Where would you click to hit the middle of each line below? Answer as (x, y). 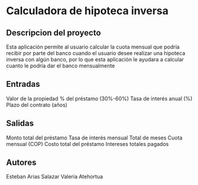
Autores (21, 163)
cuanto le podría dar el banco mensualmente (61, 66)
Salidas (20, 123)
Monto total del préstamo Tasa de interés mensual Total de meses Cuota (94, 138)
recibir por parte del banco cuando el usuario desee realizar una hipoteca (96, 53)
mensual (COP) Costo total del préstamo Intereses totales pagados (87, 144)
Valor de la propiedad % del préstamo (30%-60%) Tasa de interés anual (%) (99, 98)
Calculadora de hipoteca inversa (87, 11)
